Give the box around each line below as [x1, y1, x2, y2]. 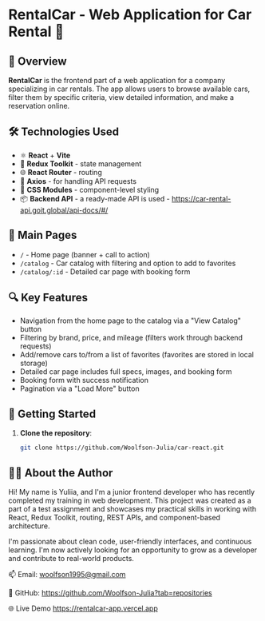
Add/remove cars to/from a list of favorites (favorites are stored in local [19, 350, 254, 360]
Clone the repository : [19, 428, 93, 438]
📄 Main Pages [8, 229, 77, 242]
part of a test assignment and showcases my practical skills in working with [8, 504, 257, 513]
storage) [19, 358, 48, 368]
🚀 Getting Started [8, 407, 97, 420]
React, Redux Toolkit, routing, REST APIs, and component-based [8, 512, 221, 522]
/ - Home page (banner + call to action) [19, 249, 150, 259]
